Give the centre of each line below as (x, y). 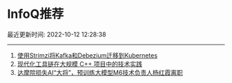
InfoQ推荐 (36, 14)
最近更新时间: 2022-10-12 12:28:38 (57, 34)
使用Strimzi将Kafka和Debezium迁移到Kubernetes (87, 55)
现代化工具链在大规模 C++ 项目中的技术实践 (80, 64)
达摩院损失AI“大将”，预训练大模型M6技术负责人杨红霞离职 (100, 72)
